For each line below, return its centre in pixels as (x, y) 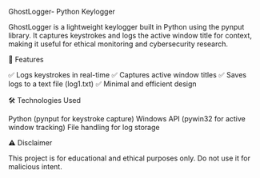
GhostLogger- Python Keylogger (62, 12)
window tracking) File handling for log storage (84, 127)
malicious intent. (35, 166)
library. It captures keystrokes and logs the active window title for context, (130, 36)
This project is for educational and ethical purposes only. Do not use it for (129, 158)
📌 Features (26, 59)
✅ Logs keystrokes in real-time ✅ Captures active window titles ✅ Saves (127, 75)
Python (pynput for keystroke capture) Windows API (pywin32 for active (127, 119)
